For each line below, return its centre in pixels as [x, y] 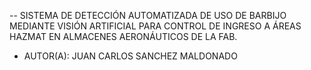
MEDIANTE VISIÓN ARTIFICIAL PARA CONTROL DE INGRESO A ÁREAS [155, 26]
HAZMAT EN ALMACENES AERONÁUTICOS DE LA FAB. [123, 36]
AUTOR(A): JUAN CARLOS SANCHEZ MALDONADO [130, 56]
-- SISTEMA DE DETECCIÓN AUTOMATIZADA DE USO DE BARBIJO [148, 15]
